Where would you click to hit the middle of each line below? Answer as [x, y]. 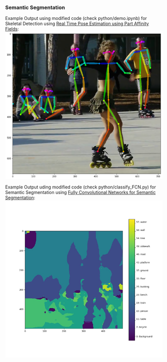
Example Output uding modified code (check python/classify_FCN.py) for [81, 187]
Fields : [12, 29]
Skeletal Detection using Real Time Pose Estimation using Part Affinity [77, 23]
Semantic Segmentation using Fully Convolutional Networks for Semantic [80, 192]
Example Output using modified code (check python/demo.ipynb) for [76, 18]
